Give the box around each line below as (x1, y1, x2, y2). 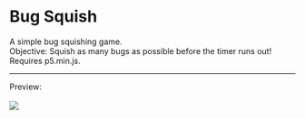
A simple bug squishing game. (9, 36, 123, 47)
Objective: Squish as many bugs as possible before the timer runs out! (9, 45, 272, 56)
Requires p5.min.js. (9, 55, 82, 66)
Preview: (9, 81, 43, 92)
